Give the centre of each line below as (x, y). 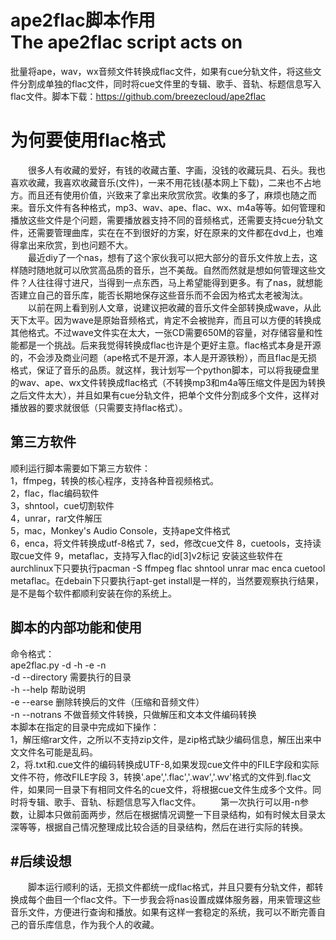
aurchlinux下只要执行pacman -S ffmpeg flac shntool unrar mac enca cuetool (168, 568)
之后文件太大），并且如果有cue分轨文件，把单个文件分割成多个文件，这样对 (165, 395)
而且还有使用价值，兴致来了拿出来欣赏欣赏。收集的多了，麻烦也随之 (167, 195)
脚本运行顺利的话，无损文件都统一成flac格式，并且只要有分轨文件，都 (171, 887)
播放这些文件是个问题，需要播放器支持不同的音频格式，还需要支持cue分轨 (162, 220)
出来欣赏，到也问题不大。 (80, 245)
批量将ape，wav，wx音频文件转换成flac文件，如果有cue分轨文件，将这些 (161, 71)
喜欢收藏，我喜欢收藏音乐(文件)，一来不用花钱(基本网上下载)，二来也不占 (161, 182)
